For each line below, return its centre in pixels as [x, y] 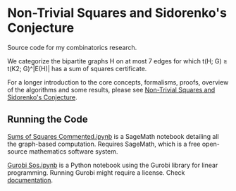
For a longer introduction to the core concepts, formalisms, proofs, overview [118, 82]
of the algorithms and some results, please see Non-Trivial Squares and [111, 90]
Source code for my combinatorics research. [72, 47]
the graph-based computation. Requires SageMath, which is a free [104, 144]
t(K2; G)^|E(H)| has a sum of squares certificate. [77, 68]
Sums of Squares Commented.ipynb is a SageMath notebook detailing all [113, 136]
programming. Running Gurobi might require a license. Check [96, 172]
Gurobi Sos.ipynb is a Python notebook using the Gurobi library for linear [113, 165]
